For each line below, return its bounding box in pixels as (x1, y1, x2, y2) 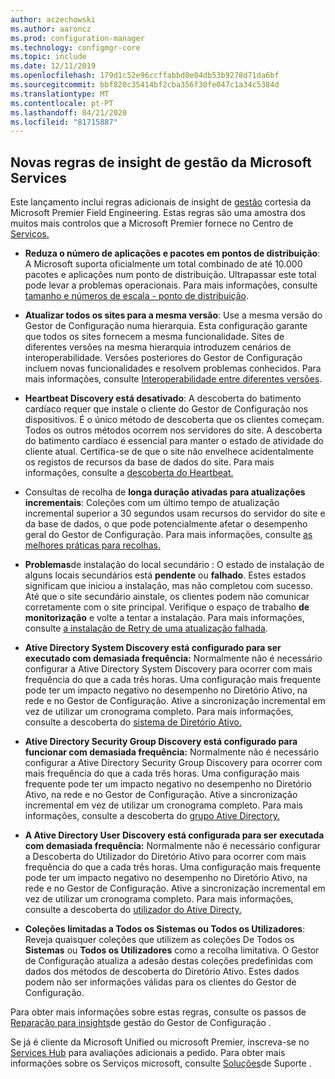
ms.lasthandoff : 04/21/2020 (10, 107, 128, 118)
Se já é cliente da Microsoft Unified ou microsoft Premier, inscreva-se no (10, 1036, 310, 1048)
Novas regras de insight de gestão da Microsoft (10, 154, 312, 171)
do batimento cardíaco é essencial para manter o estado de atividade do (24, 435, 324, 447)
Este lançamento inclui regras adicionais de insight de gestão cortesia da (10, 196, 312, 208)
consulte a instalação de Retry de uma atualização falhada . (24, 622, 268, 635)
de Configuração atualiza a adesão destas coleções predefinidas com (24, 955, 314, 967)
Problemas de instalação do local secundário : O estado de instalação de (24, 559, 325, 571)
